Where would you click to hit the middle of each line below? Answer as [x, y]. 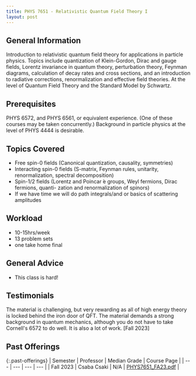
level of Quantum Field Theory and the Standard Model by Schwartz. [89, 86]
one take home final [38, 245]
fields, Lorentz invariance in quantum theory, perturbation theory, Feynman [97, 67]
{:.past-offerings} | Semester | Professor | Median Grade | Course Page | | [95, 361]
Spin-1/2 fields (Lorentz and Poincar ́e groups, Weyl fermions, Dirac [96, 181]
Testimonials [30, 295]
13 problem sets [34, 239]
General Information [44, 41]
